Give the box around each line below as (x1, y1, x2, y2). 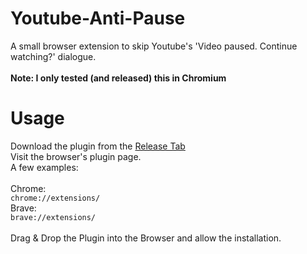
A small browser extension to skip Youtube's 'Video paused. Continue (10, 40, 298, 52)
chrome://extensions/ (10, 193, 101, 203)
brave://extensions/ (10, 212, 97, 222)
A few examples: (10, 161, 79, 173)
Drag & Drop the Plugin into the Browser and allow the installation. (10, 232, 282, 244)
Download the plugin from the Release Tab (10, 140, 186, 152)
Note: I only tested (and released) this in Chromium (10, 72, 227, 84)
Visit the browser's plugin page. (10, 150, 142, 162)
